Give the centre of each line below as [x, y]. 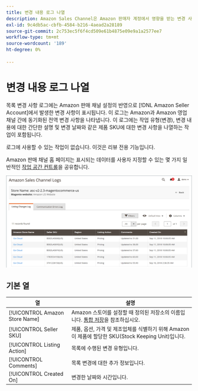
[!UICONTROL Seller [33, 329]
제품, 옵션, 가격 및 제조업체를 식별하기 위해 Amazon [131, 329]
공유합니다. [77, 167]
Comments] [23, 366]
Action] [17, 351]
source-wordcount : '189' [37, 44]
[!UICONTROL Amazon [36, 313]
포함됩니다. [30, 134]
